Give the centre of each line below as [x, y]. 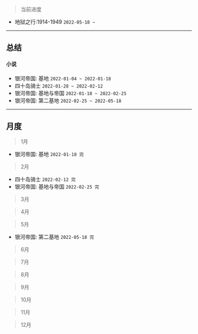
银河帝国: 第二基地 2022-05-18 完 [54, 237]
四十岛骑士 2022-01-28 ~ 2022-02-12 [59, 86]
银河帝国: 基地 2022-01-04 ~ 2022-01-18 [63, 78]
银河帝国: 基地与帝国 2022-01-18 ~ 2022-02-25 [70, 93]
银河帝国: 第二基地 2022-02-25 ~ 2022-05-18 [68, 100]
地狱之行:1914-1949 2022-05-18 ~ [55, 22]
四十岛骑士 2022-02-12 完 [45, 179]
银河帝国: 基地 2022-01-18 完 [49, 154]
